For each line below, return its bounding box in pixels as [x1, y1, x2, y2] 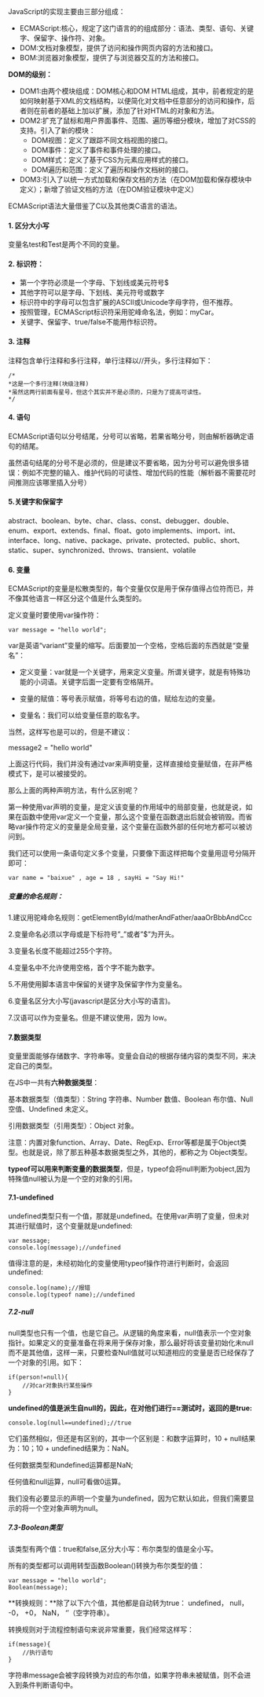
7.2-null [8, 1307, 34, 1317]
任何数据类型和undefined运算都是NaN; [8, 1460, 134, 1469]
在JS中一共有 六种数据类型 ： [8, 1078, 100, 1087]
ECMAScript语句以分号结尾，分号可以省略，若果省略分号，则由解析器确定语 [8, 431, 254, 441]
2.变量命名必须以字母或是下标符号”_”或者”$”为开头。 [8, 929, 179, 939]
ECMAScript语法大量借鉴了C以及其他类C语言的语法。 [8, 201, 182, 211]
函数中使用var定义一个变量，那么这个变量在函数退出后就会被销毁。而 [21, 812, 246, 822]
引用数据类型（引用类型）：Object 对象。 [8, 1121, 139, 1131]
